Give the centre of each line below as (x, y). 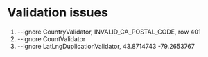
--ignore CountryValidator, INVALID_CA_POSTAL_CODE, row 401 (109, 32)
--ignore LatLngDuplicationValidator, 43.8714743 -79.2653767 (106, 46)
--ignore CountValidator (51, 38)
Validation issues (58, 13)
